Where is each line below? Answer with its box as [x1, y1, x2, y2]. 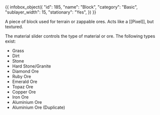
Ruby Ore [12, 74, 32, 79]
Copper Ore [12, 89, 36, 95]
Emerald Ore [12, 79, 37, 84]
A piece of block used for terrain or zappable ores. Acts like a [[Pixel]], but [5, 19, 154, 24]
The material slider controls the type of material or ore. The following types [5, 33, 156, 39]
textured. [5, 24, 23, 30]
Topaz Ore [12, 84, 34, 89]
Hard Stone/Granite [12, 63, 51, 69]
